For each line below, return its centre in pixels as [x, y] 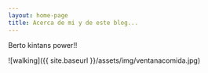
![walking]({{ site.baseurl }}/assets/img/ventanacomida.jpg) [104, 60]
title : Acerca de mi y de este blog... [73, 23]
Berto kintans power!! [43, 45]
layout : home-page [38, 15]
